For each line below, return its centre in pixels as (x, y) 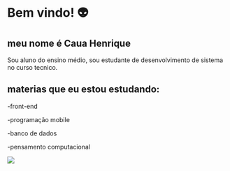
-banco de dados (32, 133)
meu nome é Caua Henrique (69, 43)
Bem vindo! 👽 (48, 13)
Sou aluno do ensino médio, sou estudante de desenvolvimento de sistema (115, 60)
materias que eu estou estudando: (84, 90)
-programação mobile (38, 119)
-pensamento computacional (49, 147)
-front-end (23, 106)
